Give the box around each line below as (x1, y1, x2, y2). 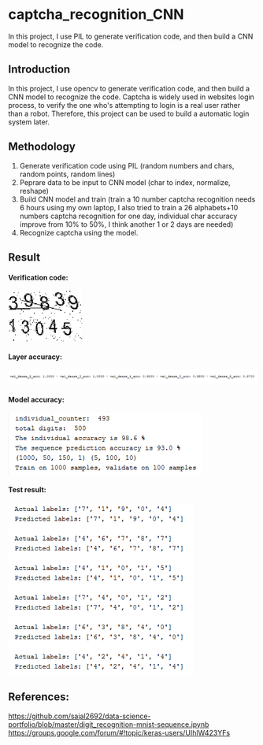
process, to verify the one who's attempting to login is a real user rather (8, 100, 241, 109)
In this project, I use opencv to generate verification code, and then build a (8, 83, 250, 93)
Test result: (8, 485, 46, 495)
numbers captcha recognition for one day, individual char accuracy (19, 211, 238, 221)
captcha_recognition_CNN (8, 6, 184, 24)
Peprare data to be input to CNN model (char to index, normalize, (19, 177, 231, 187)
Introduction (8, 63, 71, 76)
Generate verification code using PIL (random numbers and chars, (19, 161, 235, 170)
